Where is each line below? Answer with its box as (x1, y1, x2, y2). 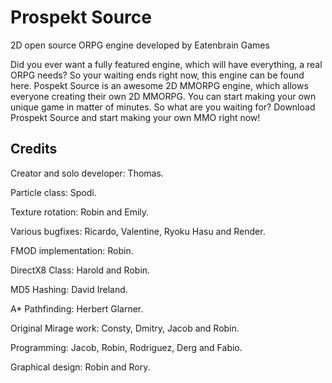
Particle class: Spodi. (10, 186, 97, 198)
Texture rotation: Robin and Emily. (10, 206, 150, 218)
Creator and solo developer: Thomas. (10, 167, 164, 179)
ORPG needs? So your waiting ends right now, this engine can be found (10, 69, 305, 81)
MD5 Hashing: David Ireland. (10, 283, 128, 295)
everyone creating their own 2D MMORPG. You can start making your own (10, 90, 317, 102)
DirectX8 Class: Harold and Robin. (10, 264, 151, 276)
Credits (10, 141, 58, 158)
